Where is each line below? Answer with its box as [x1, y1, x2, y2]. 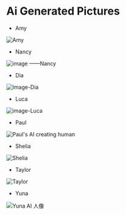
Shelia [15, 142, 31, 150]
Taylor [15, 166, 32, 173]
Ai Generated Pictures [6, 4, 121, 18]
